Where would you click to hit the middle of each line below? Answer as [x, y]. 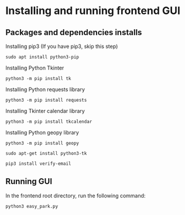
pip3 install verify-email [38, 164]
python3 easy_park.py [32, 206]
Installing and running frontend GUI [93, 11]
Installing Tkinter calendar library [45, 111]
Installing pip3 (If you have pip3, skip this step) [62, 46]
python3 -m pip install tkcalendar [49, 122]
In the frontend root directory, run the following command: [76, 195]
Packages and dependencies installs [74, 32]
